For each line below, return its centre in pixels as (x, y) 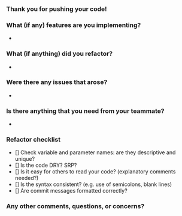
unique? (25, 159)
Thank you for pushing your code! (57, 9)
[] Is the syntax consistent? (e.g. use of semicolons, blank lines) (93, 184)
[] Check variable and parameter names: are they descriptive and (95, 152)
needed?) (27, 178)
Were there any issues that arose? (57, 82)
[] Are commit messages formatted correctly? (71, 191)
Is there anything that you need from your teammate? (85, 111)
